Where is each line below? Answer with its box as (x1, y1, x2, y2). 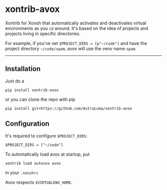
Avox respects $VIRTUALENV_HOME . (5, 179, 73, 185)
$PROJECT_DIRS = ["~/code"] (5, 142, 64, 148)
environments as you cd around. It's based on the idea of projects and (5, 25, 148, 31)
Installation (5, 65, 41, 73)
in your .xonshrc (5, 170, 39, 176)
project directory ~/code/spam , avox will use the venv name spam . (5, 45, 137, 51)
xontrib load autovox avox (5, 161, 61, 166)
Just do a (5, 78, 24, 84)
